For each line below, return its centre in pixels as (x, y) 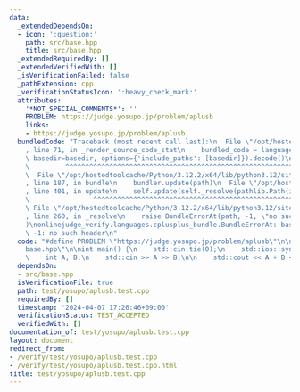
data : (19, 17)
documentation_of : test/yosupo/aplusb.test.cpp (100, 332)
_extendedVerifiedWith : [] (67, 68)
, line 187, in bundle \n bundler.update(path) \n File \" (141, 184)
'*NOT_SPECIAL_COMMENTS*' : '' (82, 109)
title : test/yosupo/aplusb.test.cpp (77, 374)
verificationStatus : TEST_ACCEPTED (83, 316)
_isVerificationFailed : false (73, 76)
